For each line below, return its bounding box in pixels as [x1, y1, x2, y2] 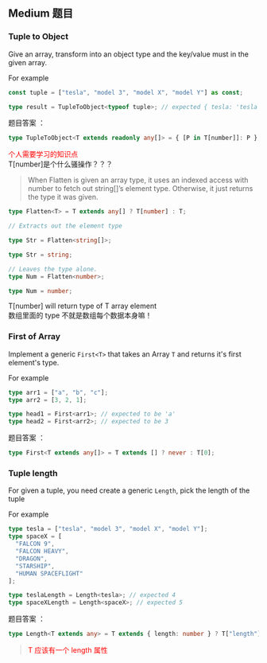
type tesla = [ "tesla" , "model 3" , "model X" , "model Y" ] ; [8, 525, 208, 533]
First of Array [8, 331, 61, 342]
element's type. [8, 357, 60, 367]
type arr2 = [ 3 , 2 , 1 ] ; [8, 396, 87, 404]
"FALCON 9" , [15, 540, 56, 548]
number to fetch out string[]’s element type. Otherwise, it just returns [27, 184, 253, 193]
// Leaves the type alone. [8, 265, 98, 273]
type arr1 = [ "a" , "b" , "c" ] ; [8, 388, 109, 396]
